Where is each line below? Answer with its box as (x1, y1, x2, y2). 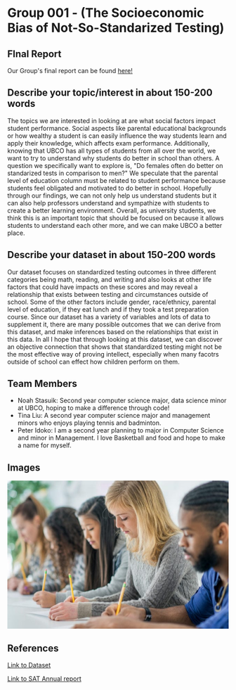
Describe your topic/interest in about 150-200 (7, 87, 213, 99)
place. (7, 229, 26, 237)
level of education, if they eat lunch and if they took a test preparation (7, 305, 209, 314)
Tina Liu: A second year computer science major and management (17, 411, 211, 420)
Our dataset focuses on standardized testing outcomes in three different (7, 267, 216, 276)
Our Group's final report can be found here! (7, 67, 133, 75)
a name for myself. (17, 441, 72, 449)
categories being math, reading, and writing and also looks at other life (7, 275, 212, 283)
